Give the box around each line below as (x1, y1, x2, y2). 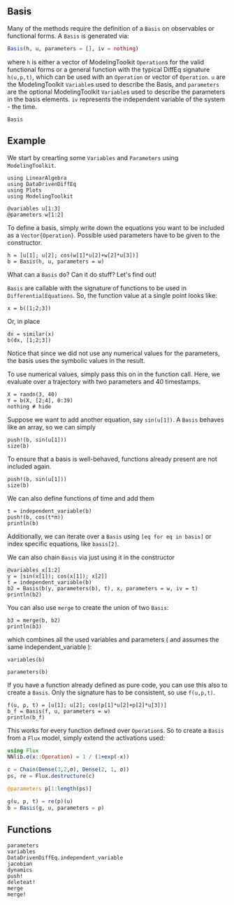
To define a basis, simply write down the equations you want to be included (7, 223, 225, 231)
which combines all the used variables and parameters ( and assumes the (7, 635, 219, 643)
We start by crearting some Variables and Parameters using (7, 153, 179, 162)
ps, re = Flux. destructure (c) (7, 773, 96, 780)
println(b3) (7, 622, 42, 630)
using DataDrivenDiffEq (7, 180, 77, 187)
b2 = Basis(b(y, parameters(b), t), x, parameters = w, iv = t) (7, 585, 198, 592)
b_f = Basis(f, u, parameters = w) (7, 708, 111, 715)
